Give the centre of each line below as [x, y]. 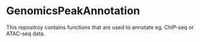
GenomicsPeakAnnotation [73, 11]
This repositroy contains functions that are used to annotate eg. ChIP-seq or [100, 27]
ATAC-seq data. [26, 33]
